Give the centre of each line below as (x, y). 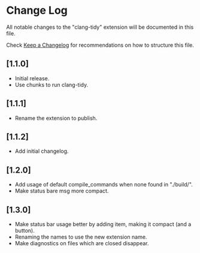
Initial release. (32, 78)
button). (25, 231)
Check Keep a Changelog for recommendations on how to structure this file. (100, 45)
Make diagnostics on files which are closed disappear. (82, 243)
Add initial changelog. (42, 151)
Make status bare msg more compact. (62, 191)
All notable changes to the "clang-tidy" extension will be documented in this (100, 27)
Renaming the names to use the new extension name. (81, 237)
